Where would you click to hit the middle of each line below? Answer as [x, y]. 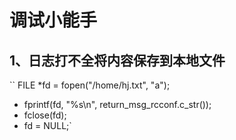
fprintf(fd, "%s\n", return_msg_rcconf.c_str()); [117, 104]
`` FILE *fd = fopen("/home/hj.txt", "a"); [90, 85]
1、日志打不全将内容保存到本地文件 [117, 60]
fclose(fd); [45, 115]
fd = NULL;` [47, 125]
